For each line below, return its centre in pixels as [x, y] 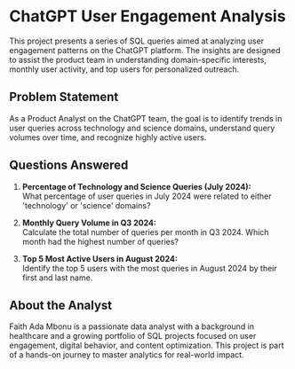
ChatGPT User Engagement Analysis [147, 16]
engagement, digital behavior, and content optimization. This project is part [147, 345]
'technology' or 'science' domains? [86, 205]
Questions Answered [69, 165]
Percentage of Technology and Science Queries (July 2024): [136, 186]
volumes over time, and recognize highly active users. [108, 137]
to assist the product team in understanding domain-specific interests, [138, 59]
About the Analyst [61, 305]
